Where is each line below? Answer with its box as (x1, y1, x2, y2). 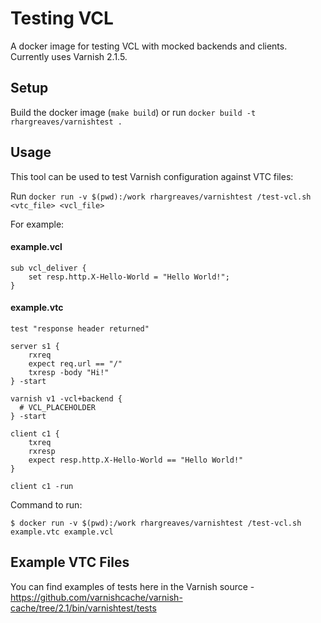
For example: (10, 218, 65, 230)
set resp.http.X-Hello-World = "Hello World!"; (28, 272, 230, 282)
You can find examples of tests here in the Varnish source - (10, 580, 255, 592)
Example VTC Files (10, 554, 130, 571)
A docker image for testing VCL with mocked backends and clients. (10, 40, 288, 52)
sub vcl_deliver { (10, 263, 87, 273)
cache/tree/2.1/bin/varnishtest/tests (10, 602, 157, 614)
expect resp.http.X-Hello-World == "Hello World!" (28, 455, 244, 465)
